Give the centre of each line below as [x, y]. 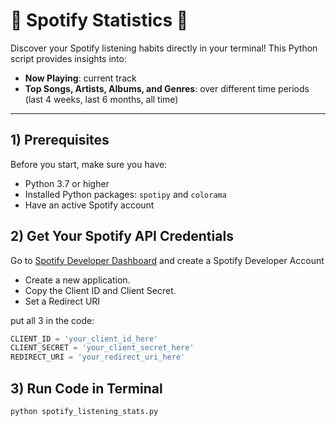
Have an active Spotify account [89, 205]
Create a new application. [77, 280]
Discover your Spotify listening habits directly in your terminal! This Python [164, 48]
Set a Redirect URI [62, 301]
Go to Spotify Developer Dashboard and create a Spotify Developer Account [167, 260]
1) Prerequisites [60, 140]
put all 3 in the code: [52, 320]
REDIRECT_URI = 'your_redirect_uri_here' [98, 357]
